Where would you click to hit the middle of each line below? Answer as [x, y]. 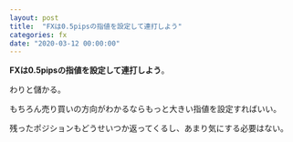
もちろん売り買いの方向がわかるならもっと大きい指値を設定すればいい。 [145, 109]
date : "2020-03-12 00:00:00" [65, 43]
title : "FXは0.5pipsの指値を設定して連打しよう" [96, 26]
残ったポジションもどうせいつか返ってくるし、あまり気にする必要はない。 [149, 128]
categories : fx [38, 35]
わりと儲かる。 [37, 90]
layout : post [34, 18]
